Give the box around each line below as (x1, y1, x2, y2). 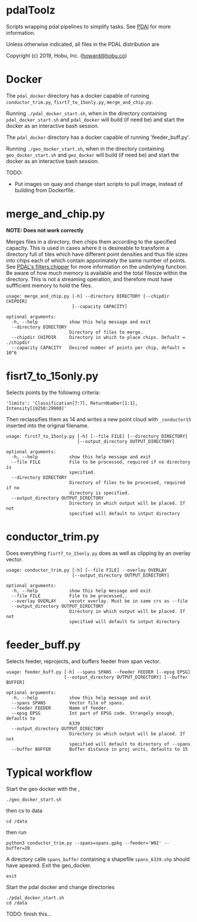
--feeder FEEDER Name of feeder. (11, 705, 109, 711)
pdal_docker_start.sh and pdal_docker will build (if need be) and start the (6, 116, 185, 123)
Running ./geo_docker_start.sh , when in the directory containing (6, 145, 165, 152)
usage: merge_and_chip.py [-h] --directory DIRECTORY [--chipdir (6, 293, 169, 299)
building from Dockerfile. (14, 187, 75, 194)
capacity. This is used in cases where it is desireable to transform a (6, 244, 169, 251)
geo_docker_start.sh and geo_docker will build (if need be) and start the (6, 151, 179, 158)
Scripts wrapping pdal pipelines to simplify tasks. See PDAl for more (6, 23, 171, 30)
